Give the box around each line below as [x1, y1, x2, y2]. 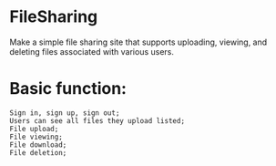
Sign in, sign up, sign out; [9, 108, 120, 118]
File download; [9, 140, 67, 150]
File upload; [9, 124, 59, 133]
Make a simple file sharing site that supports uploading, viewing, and [9, 36, 268, 47]
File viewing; [9, 132, 64, 141]
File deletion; [9, 148, 67, 157]
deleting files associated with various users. [9, 46, 175, 57]
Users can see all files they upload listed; [9, 116, 185, 125]
